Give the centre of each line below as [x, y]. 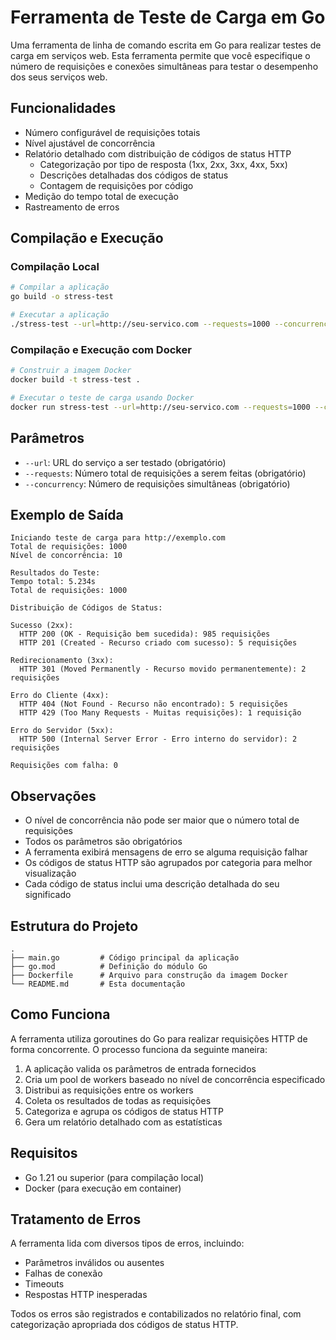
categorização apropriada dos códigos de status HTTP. [124, 1325]
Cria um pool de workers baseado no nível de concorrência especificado [175, 1079]
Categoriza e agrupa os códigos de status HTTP [124, 1111]
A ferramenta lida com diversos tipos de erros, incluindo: [127, 1243]
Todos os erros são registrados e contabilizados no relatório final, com [156, 1314]
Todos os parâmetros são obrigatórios [103, 842]
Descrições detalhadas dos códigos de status [134, 175]
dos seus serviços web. [59, 77]
